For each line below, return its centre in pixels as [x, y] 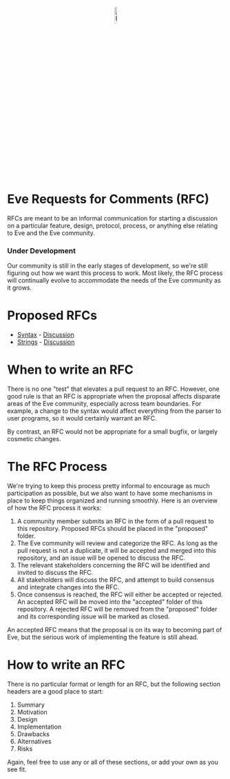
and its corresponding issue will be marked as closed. [93, 616]
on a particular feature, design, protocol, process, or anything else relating [113, 225]
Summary [31, 705]
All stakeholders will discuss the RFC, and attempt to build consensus [116, 580]
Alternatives [34, 741]
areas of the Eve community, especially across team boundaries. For [104, 404]
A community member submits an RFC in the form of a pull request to [115, 521]
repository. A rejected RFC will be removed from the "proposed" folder [117, 609]
